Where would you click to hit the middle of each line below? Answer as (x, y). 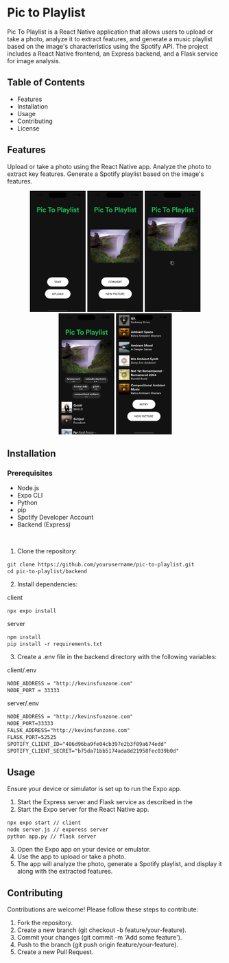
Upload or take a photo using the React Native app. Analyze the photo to (109, 166)
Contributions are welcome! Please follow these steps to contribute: (103, 909)
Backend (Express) (44, 524)
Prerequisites (30, 473)
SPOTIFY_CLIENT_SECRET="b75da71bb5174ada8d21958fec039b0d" (93, 751)
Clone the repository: (47, 551)
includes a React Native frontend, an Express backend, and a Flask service (113, 54)
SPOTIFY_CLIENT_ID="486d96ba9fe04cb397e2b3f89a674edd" (87, 744)
